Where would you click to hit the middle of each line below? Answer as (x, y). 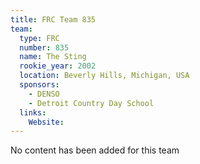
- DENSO (44, 94)
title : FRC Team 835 (53, 19)
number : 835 (44, 47)
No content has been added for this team (95, 150)
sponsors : (39, 85)
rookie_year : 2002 (58, 66)
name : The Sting (53, 57)
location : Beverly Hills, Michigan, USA (104, 76)
